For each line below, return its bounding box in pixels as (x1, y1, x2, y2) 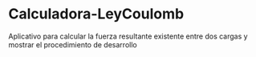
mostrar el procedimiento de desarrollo (8, 39, 138, 49)
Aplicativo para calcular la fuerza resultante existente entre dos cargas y (8, 31, 248, 41)
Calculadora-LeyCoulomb (8, 5, 185, 23)
